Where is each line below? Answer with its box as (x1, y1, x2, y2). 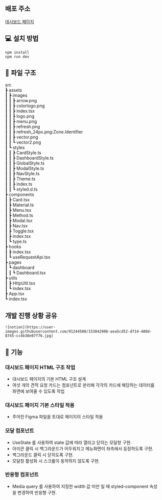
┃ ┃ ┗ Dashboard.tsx (5, 270, 46, 276)
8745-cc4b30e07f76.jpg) (5, 333, 54, 338)
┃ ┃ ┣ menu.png (5, 118, 37, 124)
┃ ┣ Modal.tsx (5, 218, 33, 223)
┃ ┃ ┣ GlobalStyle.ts (5, 160, 45, 166)
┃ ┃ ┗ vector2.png (5, 139, 41, 145)
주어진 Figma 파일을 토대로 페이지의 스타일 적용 (12, 414, 103, 420)
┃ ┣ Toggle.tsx (5, 228, 34, 234)
